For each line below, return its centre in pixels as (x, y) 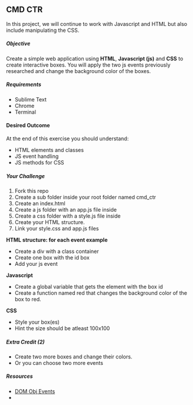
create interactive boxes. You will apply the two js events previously (89, 65)
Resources (20, 376)
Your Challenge (26, 176)
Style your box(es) (37, 322)
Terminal (25, 112)
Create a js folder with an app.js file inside (66, 209)
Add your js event (36, 264)
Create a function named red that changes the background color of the (101, 293)
